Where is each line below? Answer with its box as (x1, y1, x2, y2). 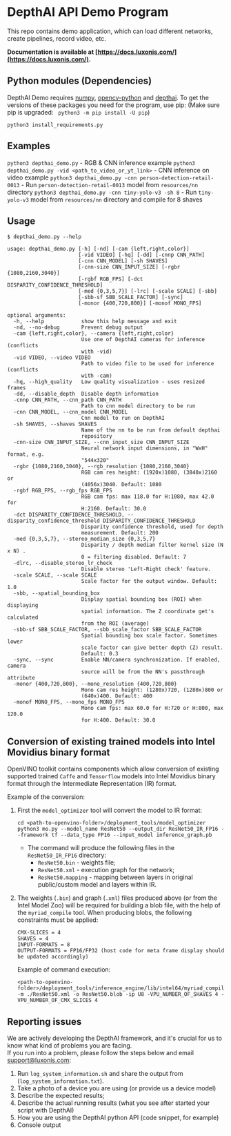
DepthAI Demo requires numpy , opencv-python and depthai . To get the (7, 93, 209, 102)
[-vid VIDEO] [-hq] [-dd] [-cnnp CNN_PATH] (78, 251, 205, 259)
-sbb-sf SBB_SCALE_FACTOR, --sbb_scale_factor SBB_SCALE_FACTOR (13, 626, 202, 633)
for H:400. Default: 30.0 (81, 717, 156, 724)
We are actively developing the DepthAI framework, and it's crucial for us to (7, 1034, 223, 1042)
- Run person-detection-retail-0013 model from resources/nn (21, 180, 199, 189)
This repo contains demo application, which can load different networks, (7, 27, 213, 35)
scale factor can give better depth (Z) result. (81, 644, 224, 651)
